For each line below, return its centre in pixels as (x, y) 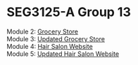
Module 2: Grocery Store (43, 31)
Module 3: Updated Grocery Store (56, 38)
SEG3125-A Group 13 (69, 12)
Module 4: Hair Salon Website (50, 46)
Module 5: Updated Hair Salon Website (63, 54)
